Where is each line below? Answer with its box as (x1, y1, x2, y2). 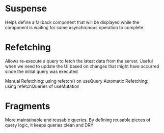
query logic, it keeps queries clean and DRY (5, 122, 94, 128)
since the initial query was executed (5, 68, 78, 74)
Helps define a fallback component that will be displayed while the (5, 19, 139, 25)
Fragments (5, 100, 51, 112)
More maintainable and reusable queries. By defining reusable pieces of (5, 117, 151, 123)
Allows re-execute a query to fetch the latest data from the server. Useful (5, 58, 153, 64)
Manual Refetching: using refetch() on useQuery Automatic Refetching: (5, 78, 149, 84)
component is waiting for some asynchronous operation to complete (5, 24, 143, 30)
